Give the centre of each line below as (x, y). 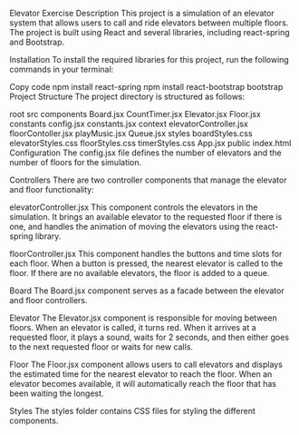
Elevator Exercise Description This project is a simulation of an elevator (142, 13)
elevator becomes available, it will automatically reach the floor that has (143, 384)
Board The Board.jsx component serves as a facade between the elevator (147, 291)
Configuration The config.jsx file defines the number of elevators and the (146, 153)
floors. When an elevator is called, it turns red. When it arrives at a (133, 327)
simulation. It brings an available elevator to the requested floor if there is (146, 217)
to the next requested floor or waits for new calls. (101, 347)
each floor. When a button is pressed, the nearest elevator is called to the (146, 263)
